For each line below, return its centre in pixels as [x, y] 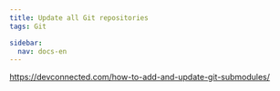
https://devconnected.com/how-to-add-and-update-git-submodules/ [140, 77]
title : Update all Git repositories [79, 18]
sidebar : [26, 43]
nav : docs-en [42, 51]
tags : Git [28, 26]
